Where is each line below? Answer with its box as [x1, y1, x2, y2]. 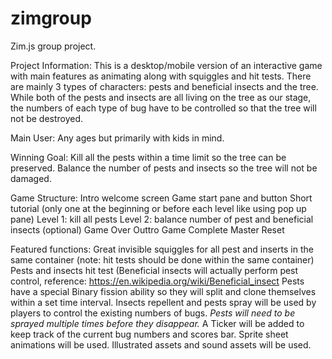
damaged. [10, 172, 52, 184]
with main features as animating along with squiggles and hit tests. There [10, 70, 312, 82]
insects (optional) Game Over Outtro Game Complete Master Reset [10, 223, 285, 236]
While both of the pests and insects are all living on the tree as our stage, [10, 91, 312, 103]
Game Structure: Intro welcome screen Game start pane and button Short [10, 192, 313, 204]
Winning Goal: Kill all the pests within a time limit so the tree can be [10, 151, 287, 163]
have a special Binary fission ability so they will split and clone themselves [10, 285, 317, 297]
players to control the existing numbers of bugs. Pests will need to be [10, 307, 296, 319]
